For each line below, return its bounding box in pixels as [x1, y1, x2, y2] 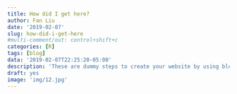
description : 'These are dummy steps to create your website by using [7, 63, 219, 70]
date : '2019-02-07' [7, 23, 65, 30]
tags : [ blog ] [7, 50, 46, 57]
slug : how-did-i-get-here [7, 30, 83, 37]
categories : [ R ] [7, 43, 55, 50]
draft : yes [7, 69, 39, 76]
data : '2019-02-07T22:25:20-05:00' [7, 57, 112, 64]
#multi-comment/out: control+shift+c [7, 37, 119, 44]
